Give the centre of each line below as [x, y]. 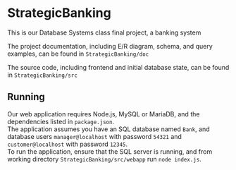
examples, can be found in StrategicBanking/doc [78, 54]
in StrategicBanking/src [42, 75]
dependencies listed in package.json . [61, 121]
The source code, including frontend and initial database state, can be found [118, 67]
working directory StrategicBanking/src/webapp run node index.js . [105, 159]
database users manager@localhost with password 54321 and [94, 136]
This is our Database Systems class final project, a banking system [104, 32]
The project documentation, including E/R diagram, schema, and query [110, 46]
